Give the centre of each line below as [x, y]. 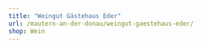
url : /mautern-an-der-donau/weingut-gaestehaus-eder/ [101, 24]
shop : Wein [27, 31]
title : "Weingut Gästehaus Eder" [65, 16]
